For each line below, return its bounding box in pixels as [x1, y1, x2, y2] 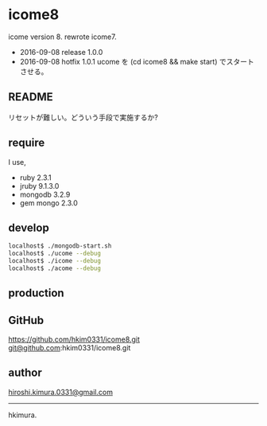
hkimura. [8, 410, 37, 420]
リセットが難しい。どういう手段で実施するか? [8, 112, 159, 122]
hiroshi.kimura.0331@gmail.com [8, 387, 114, 397]
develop [8, 221, 49, 234]
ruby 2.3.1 [19, 173, 52, 182]
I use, [8, 157, 26, 166]
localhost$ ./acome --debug [8, 264, 102, 272]
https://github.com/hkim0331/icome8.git [8, 334, 141, 344]
